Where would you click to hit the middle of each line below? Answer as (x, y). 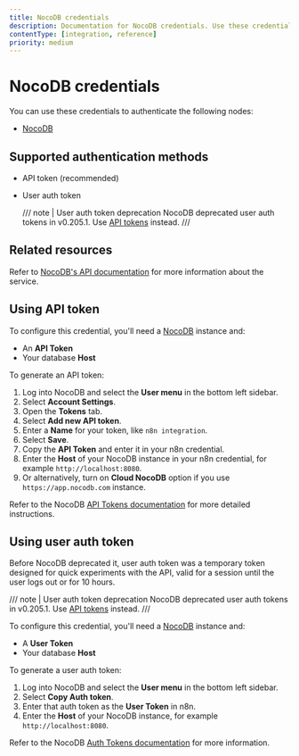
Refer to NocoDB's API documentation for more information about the (137, 271)
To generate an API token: (57, 375)
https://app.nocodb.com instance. (84, 486)
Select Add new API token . (72, 420)
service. (24, 281)
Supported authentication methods (109, 157)
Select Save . (45, 439)
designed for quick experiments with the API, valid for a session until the (142, 573)
